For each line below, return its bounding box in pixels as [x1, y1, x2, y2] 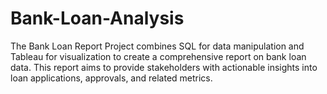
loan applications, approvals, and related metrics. [10, 72, 213, 84]
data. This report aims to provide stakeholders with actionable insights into [10, 61, 318, 73]
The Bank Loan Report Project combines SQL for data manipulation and [10, 40, 305, 52]
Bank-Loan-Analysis [10, 7, 185, 30]
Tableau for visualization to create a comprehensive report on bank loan [10, 50, 307, 62]
